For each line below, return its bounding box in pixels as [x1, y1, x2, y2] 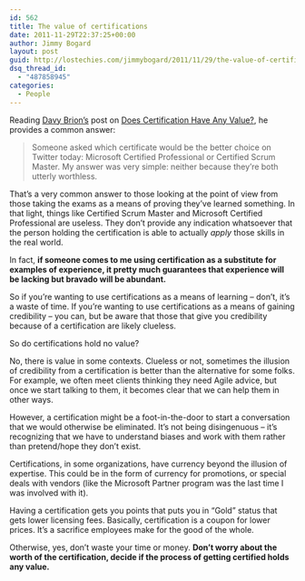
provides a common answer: [9, 124, 116, 135]
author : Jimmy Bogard [9, 38, 92, 48]
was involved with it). [9, 487, 89, 498]
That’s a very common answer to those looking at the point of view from [9, 188, 279, 199]
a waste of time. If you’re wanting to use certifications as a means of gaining [9, 301, 295, 312]
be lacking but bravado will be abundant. [9, 274, 166, 285]
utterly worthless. [31, 170, 98, 182]
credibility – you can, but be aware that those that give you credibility [9, 310, 268, 321]
